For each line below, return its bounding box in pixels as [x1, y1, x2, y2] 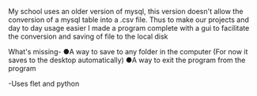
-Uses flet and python [8, 79, 80, 88]
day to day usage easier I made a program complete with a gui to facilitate [8, 24, 250, 32]
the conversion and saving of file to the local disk [8, 31, 168, 41]
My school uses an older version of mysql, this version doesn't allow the [8, 7, 244, 16]
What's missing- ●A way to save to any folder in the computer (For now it [8, 47, 248, 56]
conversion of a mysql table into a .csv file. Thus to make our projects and [8, 15, 249, 24]
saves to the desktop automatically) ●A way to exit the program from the [8, 55, 246, 65]
